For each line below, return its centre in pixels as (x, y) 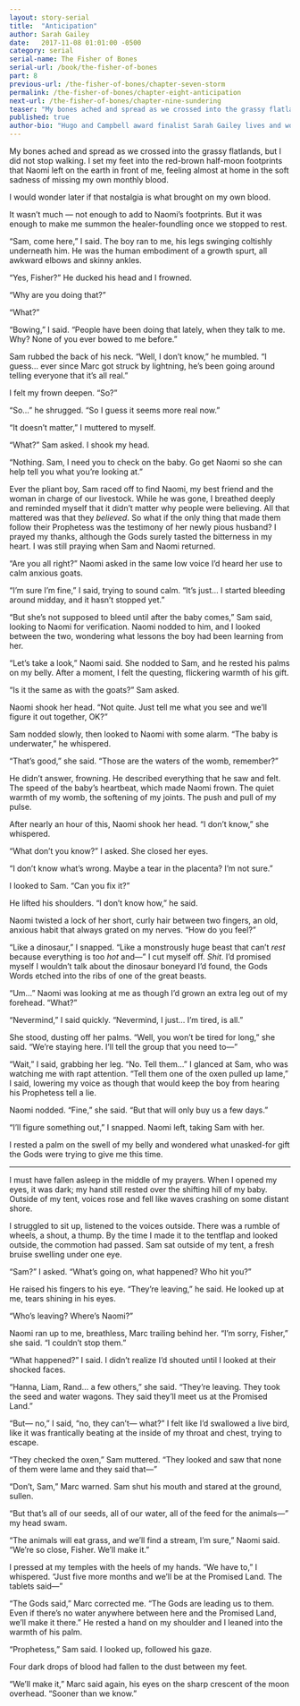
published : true (39, 117)
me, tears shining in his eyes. (62, 1298)
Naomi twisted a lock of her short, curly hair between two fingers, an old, (144, 920)
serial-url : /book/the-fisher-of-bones (83, 68)
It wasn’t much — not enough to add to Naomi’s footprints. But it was (136, 214)
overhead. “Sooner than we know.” (73, 1693)
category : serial (42, 51)
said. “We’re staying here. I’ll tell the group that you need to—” (124, 1047)
